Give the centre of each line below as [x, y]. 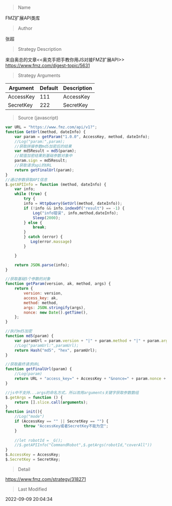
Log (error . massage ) [51, 242]
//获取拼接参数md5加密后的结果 [43, 146]
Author [25, 28]
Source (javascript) [38, 118]
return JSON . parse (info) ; [42, 265]
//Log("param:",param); [40, 141]
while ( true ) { [31, 194]
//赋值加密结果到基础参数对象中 [44, 156]
